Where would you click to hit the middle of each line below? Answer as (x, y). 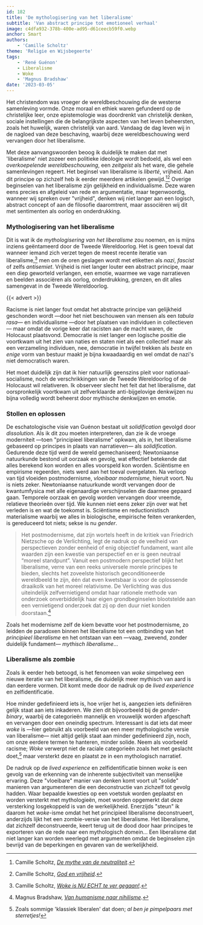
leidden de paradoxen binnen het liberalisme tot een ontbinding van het (95, 631)
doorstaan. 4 (36, 612)
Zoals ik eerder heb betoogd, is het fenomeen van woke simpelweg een (95, 672)
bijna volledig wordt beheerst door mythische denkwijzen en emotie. (92, 398)
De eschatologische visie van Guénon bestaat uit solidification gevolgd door (101, 427)
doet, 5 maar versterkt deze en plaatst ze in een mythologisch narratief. (94, 755)
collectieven (178, 322)
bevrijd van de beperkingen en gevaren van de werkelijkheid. (82, 845)
